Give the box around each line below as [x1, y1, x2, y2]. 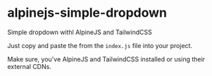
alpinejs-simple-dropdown [7, 5, 168, 21]
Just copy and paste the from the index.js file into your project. [7, 41, 192, 50]
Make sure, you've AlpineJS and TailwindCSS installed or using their [7, 54, 206, 63]
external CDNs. [7, 62, 51, 70]
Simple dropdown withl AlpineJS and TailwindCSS [7, 28, 153, 36]
